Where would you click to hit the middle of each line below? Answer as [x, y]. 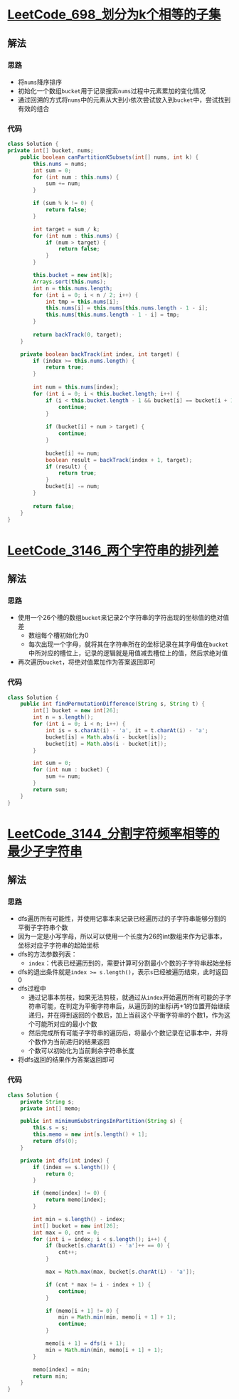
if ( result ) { [66, 467]
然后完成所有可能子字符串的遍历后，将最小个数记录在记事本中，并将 [128, 1033]
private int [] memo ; [51, 1108]
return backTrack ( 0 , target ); [78, 334]
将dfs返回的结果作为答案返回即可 [66, 1060]
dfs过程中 [32, 988]
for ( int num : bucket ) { [71, 770]
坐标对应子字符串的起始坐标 [58, 945]
